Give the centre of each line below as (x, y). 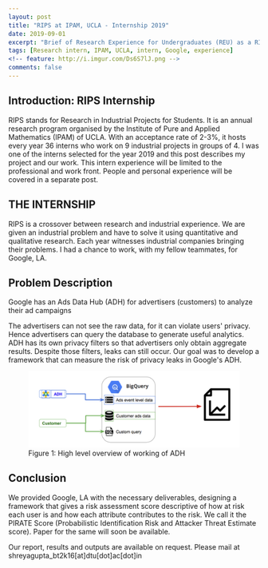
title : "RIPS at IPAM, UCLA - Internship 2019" (89, 25)
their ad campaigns (40, 311)
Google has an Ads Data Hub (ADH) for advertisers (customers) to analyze (130, 302)
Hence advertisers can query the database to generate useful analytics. (126, 335)
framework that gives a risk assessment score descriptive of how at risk (126, 506)
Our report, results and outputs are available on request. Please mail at (124, 546)
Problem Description (61, 282)
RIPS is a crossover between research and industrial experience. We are (127, 224)
